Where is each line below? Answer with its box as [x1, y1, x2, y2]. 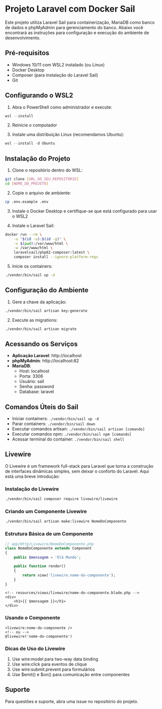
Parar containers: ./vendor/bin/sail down [12, 421, 96, 427]
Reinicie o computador [12, 122, 57, 128]
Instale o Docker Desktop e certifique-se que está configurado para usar [12, 208, 157, 214]
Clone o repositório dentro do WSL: [12, 167, 83, 173]
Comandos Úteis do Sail [5, 403, 78, 411]
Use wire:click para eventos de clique [12, 661, 87, 667]
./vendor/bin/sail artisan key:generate [5, 308, 88, 313]
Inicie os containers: [12, 263, 53, 269]
